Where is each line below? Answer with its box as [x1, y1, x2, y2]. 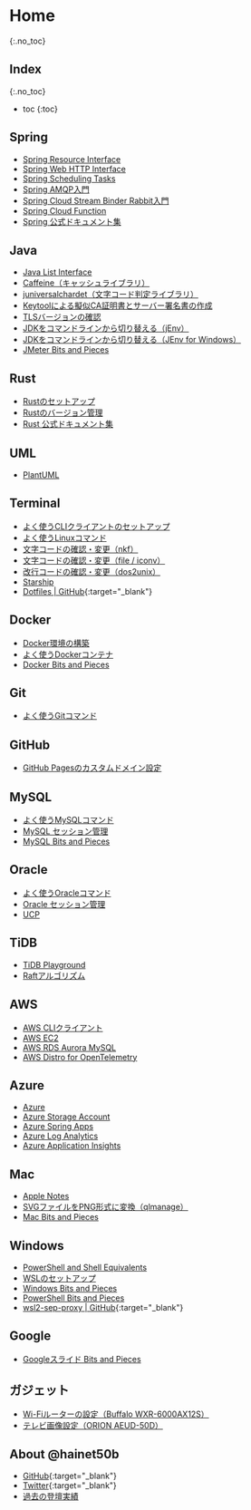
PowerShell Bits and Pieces [22, 1292, 125, 1303]
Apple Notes [22, 1191, 70, 1202]
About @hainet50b [9, 1447, 120, 1462]
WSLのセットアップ [22, 1273, 97, 1283]
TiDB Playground [22, 959, 86, 970]
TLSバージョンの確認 [22, 312, 101, 323]
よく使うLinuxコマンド [22, 532, 107, 543]
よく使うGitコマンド [22, 711, 98, 721]
